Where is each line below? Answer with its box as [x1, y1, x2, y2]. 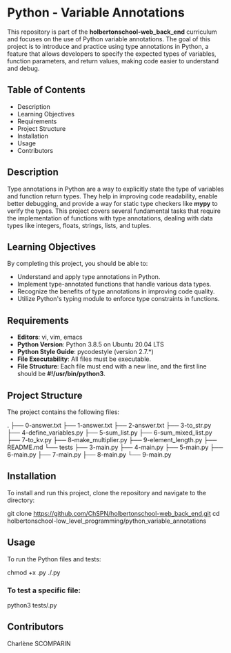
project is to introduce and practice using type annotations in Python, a [7, 42, 209, 50]
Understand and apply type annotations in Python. [17, 273, 161, 281]
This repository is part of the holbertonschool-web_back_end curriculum [7, 28, 217, 36]
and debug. [7, 64, 40, 72]
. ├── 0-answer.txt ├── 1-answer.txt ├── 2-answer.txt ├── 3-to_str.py [7, 422, 212, 429]
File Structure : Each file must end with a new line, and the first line [17, 362, 207, 371]
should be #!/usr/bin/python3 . [17, 370, 106, 378]
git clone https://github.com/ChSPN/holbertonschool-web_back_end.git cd [7, 509, 220, 517]
